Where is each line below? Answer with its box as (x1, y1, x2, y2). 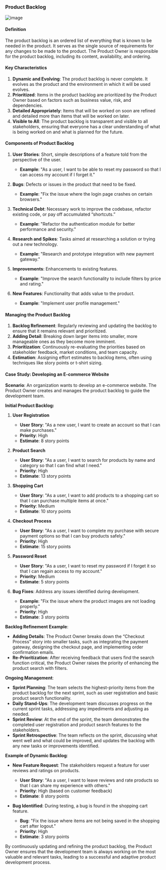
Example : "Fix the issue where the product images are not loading (19, 598, 156, 604)
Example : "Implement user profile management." (19, 300, 120, 306)
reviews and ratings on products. (12, 768, 80, 774)
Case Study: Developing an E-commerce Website (5, 371, 109, 377)
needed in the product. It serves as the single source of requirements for (5, 42, 154, 48)
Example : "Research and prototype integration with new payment (19, 251, 154, 257)
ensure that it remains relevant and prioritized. (12, 328, 107, 334)
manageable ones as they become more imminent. (12, 338, 116, 345)
